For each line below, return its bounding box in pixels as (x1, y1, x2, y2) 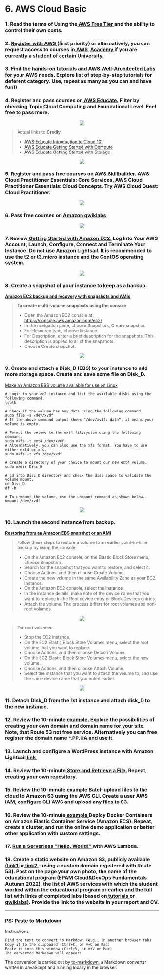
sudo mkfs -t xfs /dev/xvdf (5, 451, 62, 456)
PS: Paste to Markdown (5, 917, 61, 924)
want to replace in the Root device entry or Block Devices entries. (24, 596, 156, 602)
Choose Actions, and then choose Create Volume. (24, 570, 125, 576)
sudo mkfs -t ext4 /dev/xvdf (5, 438, 64, 443)
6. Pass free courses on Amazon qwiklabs (5, 212, 106, 218)
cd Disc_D (5, 481, 25, 486)
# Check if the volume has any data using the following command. (5, 409, 143, 413)
